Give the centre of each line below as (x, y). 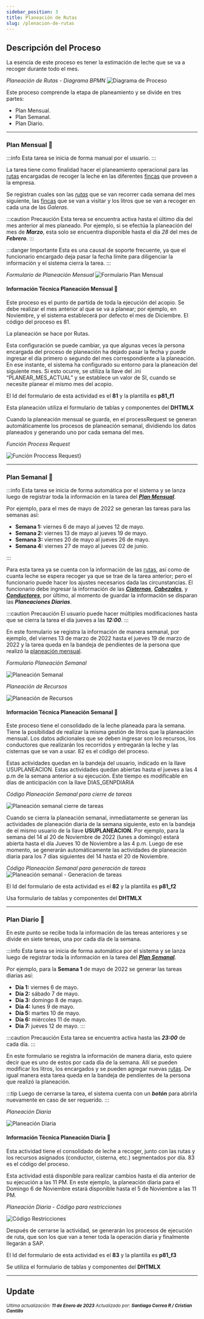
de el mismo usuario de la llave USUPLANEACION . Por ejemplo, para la (95, 831)
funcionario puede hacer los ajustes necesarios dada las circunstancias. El (100, 582)
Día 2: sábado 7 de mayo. (47, 994)
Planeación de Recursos (37, 686)
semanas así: (23, 515)
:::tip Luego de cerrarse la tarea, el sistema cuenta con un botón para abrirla (102, 1094)
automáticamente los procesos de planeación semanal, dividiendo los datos (101, 426)
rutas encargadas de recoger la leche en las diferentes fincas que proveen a (102, 176)
